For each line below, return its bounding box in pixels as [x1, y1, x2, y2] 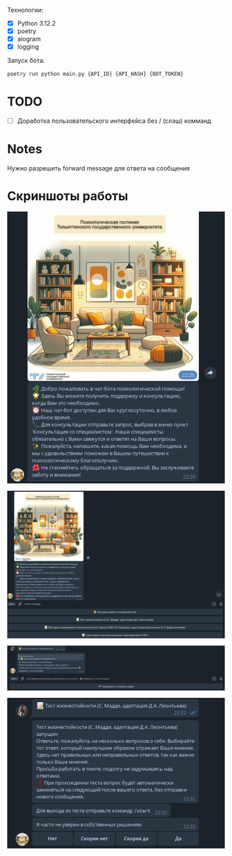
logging [17, 43, 39, 51]
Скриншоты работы [7, 188, 128, 204]
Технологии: [7, 6, 43, 14]
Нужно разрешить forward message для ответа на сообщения [7, 164, 190, 173]
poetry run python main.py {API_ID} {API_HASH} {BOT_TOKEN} [7, 70, 184, 78]
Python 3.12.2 [17, 19, 57, 27]
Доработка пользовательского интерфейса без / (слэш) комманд [17, 117, 212, 125]
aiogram [17, 35, 41, 43]
